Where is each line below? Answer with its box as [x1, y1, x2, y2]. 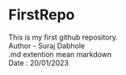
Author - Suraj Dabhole [8, 40, 86, 50]
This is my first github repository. [8, 32, 119, 42]
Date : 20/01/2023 [8, 58, 69, 68]
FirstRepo [8, 6, 75, 24]
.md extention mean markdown [8, 49, 112, 59]
